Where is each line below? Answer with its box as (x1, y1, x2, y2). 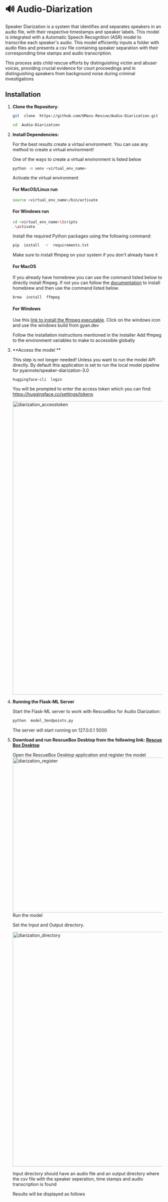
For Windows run (12, 208, 49, 214)
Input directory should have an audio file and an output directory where (12, 1170, 159, 1177)
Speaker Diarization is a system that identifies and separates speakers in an (5, 23, 161, 30)
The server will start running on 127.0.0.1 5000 (12, 727, 107, 734)
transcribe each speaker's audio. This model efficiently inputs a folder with (5, 39, 159, 45)
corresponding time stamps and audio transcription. (5, 50, 112, 56)
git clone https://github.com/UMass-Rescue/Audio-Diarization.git (12, 113, 158, 118)
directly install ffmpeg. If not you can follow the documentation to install (12, 280, 160, 286)
